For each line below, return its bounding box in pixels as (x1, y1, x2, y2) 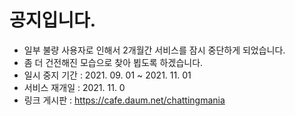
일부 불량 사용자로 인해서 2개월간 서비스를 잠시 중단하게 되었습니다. (23, 44, 286, 56)
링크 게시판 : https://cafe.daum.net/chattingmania (23, 94, 226, 106)
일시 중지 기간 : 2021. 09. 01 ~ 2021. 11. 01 (23, 69, 192, 81)
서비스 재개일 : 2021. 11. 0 (23, 81, 126, 93)
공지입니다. (9, 9, 97, 32)
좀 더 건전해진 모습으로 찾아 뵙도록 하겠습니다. (23, 56, 204, 68)
